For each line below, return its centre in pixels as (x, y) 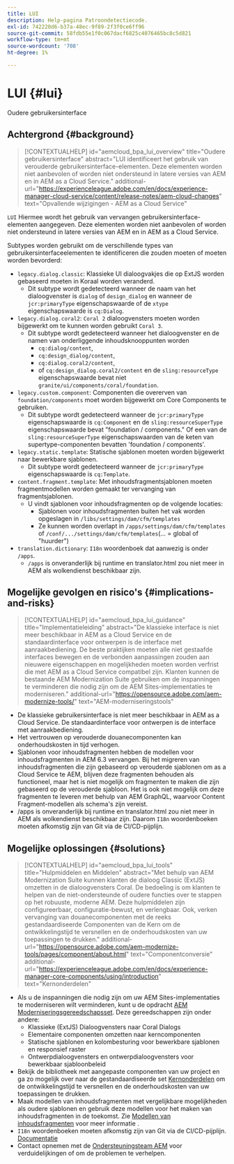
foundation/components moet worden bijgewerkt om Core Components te (122, 399)
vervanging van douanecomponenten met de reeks (98, 917)
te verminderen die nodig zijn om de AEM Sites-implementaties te (118, 687)
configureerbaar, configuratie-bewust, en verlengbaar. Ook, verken (121, 910)
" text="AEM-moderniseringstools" (124, 702)
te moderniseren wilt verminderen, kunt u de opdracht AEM (102, 1005)
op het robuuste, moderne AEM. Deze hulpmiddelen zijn (104, 902)
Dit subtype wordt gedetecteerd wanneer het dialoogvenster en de (123, 333)
